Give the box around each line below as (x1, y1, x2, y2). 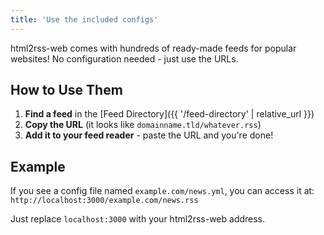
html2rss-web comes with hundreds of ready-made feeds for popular (10, 42, 297, 54)
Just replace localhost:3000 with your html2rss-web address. (10, 213, 266, 225)
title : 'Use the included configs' (10, 14, 159, 25)
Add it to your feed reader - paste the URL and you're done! (24, 129, 274, 141)
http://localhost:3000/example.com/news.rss (10, 196, 199, 206)
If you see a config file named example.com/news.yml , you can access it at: (10, 185, 315, 197)
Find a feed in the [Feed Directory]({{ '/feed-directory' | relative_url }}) (24, 108, 315, 120)
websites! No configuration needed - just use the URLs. (10, 52, 239, 65)
